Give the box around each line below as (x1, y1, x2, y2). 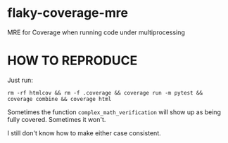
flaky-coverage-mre (7, 5, 129, 21)
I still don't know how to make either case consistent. (7, 128, 161, 137)
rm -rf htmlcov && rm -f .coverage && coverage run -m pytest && (7, 89, 203, 96)
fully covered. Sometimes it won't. (7, 115, 106, 123)
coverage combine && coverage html (7, 95, 112, 102)
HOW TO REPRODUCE (7, 53, 138, 69)
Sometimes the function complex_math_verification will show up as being (7, 107, 222, 116)
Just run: (7, 76, 34, 84)
